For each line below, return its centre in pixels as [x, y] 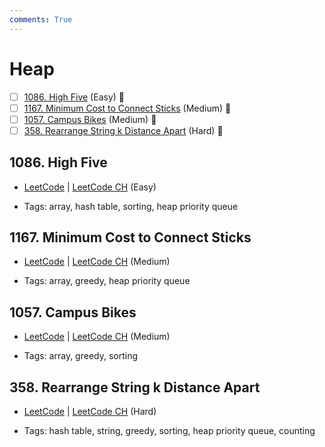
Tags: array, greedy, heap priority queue [107, 281]
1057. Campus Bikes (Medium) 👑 [90, 119]
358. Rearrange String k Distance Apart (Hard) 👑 [123, 130]
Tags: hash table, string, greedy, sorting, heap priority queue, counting [169, 431]
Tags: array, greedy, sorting [81, 356]
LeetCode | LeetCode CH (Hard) [90, 412]
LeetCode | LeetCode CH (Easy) [90, 187]
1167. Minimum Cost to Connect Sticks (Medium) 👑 [127, 108]
